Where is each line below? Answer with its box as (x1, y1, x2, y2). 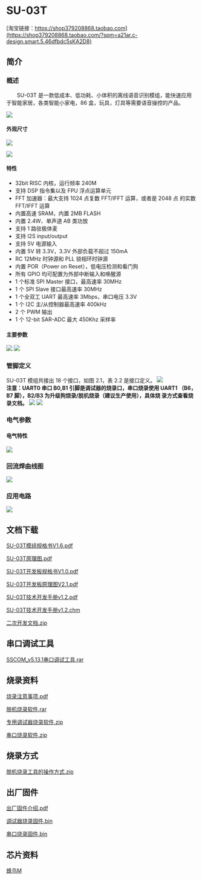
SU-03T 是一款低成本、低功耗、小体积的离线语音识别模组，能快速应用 (17, 92, 192, 99)
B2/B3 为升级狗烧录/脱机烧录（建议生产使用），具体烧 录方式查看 (27, 392, 189, 399)
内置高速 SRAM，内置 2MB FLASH (15, 210, 101, 217)
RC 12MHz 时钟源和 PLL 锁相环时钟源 (15, 255, 108, 262)
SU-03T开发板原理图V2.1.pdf (6, 581, 79, 588)
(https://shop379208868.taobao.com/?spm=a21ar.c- (6, 31, 138, 38)
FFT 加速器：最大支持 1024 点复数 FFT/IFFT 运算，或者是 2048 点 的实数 (15, 195, 197, 202)
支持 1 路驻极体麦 (15, 225, 58, 232)
